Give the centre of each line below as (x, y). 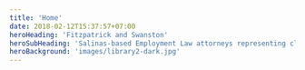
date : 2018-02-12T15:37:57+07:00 (73, 26)
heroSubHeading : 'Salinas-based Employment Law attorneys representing (148, 43)
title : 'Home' (36, 18)
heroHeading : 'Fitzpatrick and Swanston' (89, 35)
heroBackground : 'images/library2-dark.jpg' (95, 52)
